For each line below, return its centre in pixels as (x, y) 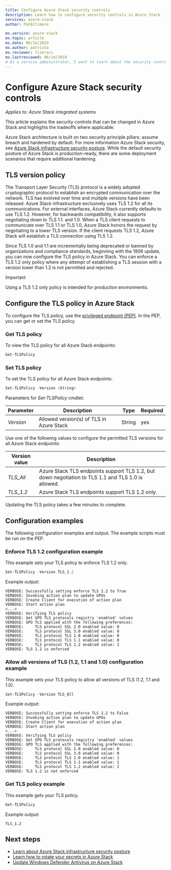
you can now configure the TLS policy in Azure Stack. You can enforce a (81, 257)
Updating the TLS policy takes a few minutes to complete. (66, 505)
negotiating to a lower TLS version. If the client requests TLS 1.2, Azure (80, 231)
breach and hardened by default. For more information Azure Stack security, (85, 143)
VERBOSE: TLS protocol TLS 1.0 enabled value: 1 (62, 758)
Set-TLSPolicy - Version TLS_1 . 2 (39, 572)
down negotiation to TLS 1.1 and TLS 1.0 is (91, 477)
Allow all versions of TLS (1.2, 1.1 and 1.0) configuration (74, 662)
